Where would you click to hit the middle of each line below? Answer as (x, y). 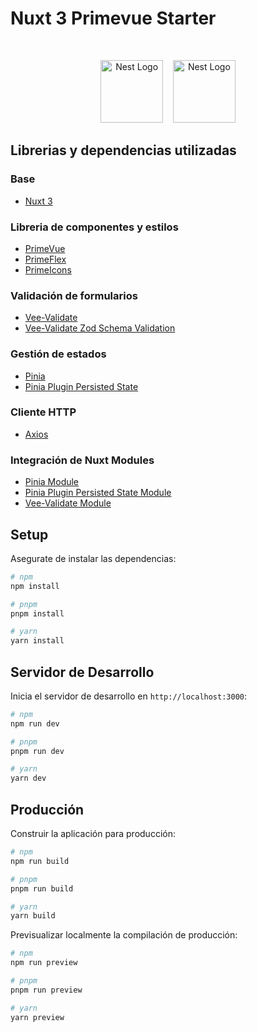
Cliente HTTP (43, 412)
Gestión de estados (58, 354)
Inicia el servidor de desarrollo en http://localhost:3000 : (129, 696)
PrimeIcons (48, 269)
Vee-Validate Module (68, 503)
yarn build (33, 916)
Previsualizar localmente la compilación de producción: (124, 935)
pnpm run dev (37, 751)
